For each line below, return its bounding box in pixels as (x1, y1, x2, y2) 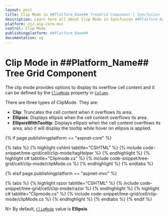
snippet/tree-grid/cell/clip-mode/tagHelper (5, 150, 94, 156)
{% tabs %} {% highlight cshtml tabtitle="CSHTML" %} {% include (5, 144, 142, 151)
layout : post (5, 7, 32, 13)
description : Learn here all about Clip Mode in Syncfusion (5, 17, 133, 22)
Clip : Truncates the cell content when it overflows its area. (12, 109, 133, 115)
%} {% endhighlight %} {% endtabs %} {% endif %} (44, 196, 152, 202)
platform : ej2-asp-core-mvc (5, 21, 64, 27)
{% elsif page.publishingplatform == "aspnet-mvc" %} (5, 170, 117, 176)
